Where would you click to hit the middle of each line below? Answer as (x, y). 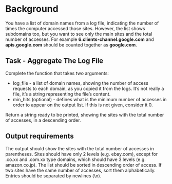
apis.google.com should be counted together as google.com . (71, 44)
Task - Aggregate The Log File (54, 61)
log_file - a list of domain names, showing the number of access (81, 83)
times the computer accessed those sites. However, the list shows (75, 28)
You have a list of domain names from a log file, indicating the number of (82, 23)
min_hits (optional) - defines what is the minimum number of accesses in (90, 99)
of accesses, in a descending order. (43, 120)
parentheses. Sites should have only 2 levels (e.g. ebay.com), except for (82, 154)
